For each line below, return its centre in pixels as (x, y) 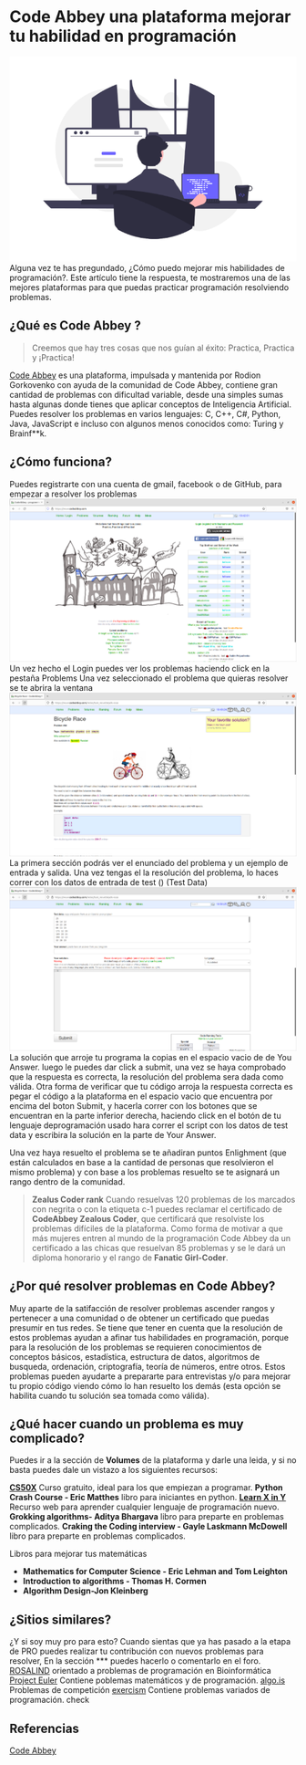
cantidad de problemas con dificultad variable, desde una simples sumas (147, 394)
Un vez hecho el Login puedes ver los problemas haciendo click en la (140, 669)
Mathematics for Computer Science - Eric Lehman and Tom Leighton (155, 1572)
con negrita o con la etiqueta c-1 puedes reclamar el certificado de (157, 1209)
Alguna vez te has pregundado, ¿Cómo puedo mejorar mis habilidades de (147, 267)
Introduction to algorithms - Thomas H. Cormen (114, 1582)
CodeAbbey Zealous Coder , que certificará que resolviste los (148, 1218)
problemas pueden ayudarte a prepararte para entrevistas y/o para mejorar (150, 1376)
